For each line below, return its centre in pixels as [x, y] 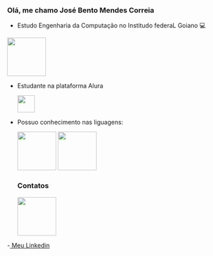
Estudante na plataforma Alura [60, 86]
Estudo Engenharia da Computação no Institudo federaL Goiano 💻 [111, 25]
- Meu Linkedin [29, 245]
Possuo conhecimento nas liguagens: [70, 123]
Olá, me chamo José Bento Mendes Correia [81, 10]
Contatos [33, 185]
